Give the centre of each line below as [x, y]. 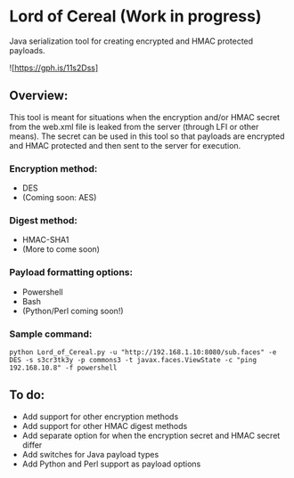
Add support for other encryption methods [100, 417]
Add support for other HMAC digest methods [105, 425]
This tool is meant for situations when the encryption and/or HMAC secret [145, 117]
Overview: [39, 96]
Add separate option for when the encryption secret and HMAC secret [151, 435]
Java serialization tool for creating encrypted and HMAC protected [131, 41]
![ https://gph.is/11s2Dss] [54, 68]
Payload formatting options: [71, 272]
